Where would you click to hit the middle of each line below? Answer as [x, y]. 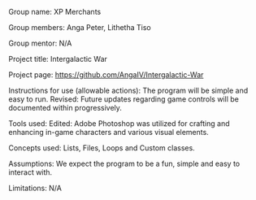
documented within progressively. [65, 108]
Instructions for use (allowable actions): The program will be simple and [128, 90]
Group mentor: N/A [40, 43]
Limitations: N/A [35, 188]
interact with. [30, 172]
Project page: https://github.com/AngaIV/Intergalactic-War [106, 75]
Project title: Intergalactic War [58, 59]
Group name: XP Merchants [55, 12]
